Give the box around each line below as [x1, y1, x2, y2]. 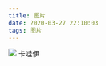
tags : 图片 [8, 26, 43, 34]
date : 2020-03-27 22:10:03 [8, 19, 99, 27]
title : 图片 [8, 11, 46, 20]
